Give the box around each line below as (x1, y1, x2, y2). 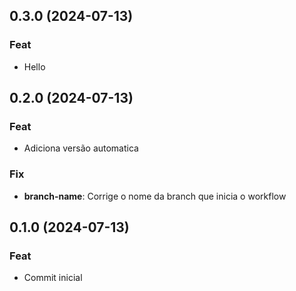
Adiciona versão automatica (23, 142, 139, 154)
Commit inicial (23, 272, 83, 284)
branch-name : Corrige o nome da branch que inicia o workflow (23, 190, 287, 202)
